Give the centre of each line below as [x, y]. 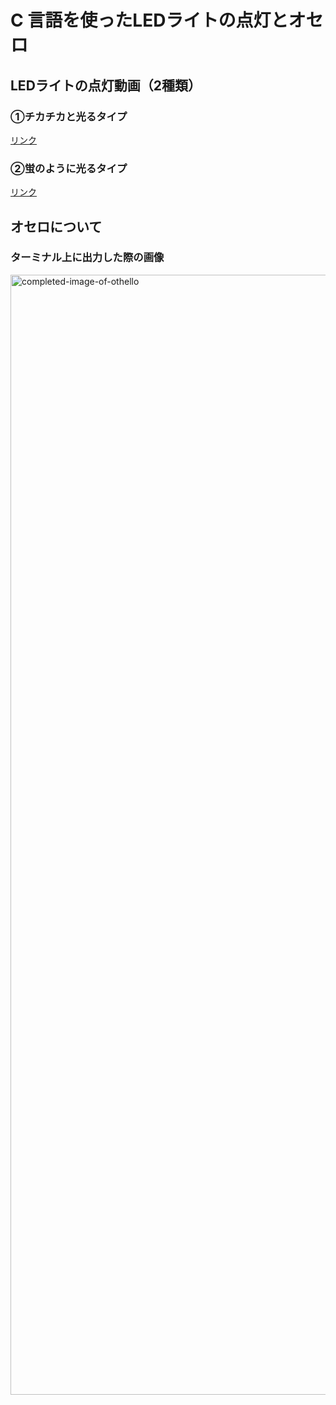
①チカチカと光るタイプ [69, 116]
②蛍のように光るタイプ [69, 168]
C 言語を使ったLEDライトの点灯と [149, 20]
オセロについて [56, 226]
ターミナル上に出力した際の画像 [87, 258]
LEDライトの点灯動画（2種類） [106, 85]
